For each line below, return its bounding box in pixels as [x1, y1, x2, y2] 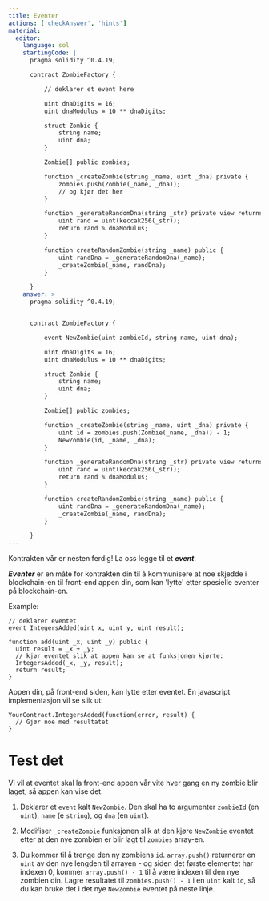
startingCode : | [22, 49, 78, 57]
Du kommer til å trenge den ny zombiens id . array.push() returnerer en [19, 850, 256, 860]
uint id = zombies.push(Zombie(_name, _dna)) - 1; [58, 429, 231, 437]
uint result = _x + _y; [15, 645, 94, 653]
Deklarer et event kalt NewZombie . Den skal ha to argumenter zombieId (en [19, 802, 259, 812]
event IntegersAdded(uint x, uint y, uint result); [8, 624, 184, 632]
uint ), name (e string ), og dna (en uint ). [19, 811, 150, 820]
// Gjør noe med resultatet [15, 718, 110, 727]
